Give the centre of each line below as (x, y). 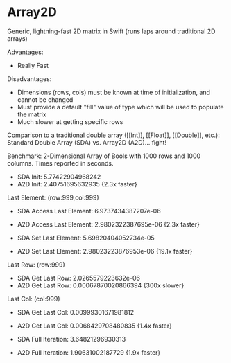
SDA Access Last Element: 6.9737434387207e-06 (89, 211)
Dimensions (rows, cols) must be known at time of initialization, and (113, 92)
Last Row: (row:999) (36, 265)
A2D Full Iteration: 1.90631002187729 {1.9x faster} (89, 352)
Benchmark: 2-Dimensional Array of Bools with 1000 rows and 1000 (104, 156)
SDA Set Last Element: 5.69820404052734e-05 (86, 238)
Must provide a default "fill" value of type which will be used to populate (120, 107)
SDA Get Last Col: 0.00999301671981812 (76, 312)
